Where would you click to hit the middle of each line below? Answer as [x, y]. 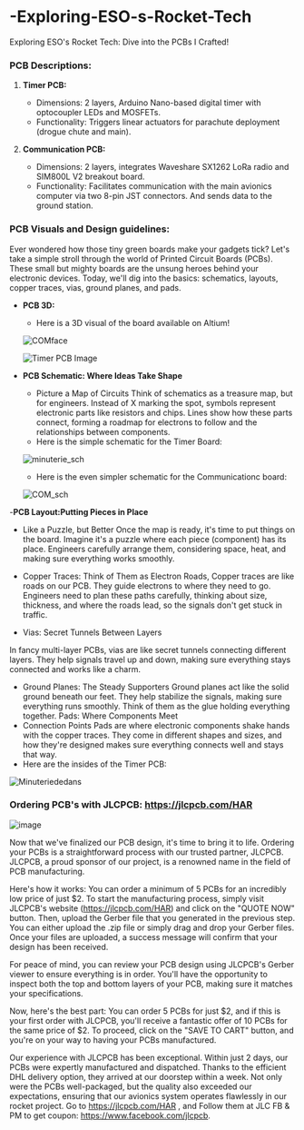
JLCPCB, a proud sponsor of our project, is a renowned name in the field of [150, 861]
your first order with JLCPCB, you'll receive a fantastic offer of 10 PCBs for [148, 1020]
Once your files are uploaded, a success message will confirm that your [144, 937]
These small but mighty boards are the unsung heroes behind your [134, 268]
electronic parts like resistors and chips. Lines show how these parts [164, 412]
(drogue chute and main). [83, 132]
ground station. [64, 205]
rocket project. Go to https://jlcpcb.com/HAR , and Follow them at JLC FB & [150, 1105]
